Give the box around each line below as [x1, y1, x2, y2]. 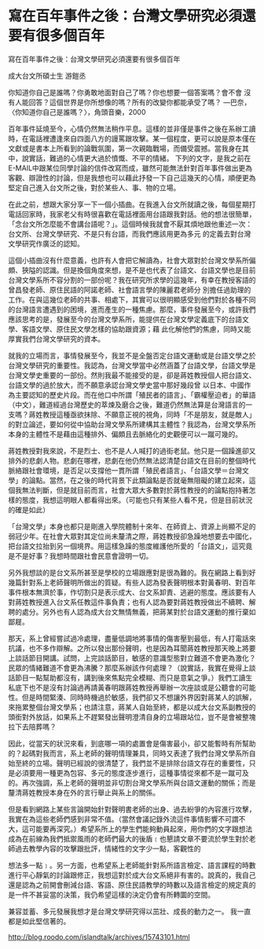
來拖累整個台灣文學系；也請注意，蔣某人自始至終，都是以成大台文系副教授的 [8, 702, 256, 712]
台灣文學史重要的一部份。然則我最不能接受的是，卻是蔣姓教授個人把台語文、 [8, 370, 256, 379]
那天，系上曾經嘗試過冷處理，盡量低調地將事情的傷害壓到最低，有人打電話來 [8, 633, 256, 643]
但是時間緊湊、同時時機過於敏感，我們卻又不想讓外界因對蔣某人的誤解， [21, 692, 256, 702]
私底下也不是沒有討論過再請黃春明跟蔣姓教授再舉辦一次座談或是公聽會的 [8, 683, 242, 692]
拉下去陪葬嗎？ [8, 722, 57, 731]
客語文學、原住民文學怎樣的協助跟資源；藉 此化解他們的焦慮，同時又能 [21, 324, 251, 334]
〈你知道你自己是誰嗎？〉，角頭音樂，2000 [8, 107, 147, 116]
